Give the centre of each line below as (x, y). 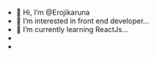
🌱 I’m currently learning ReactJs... (72, 29)
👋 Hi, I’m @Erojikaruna (53, 12)
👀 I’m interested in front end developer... (83, 21)
